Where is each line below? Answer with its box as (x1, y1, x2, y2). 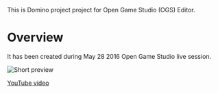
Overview (7, 30, 64, 45)
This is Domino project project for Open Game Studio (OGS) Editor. (7, 6, 195, 14)
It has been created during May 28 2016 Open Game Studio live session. (7, 52, 212, 60)
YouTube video (7, 79, 49, 87)
